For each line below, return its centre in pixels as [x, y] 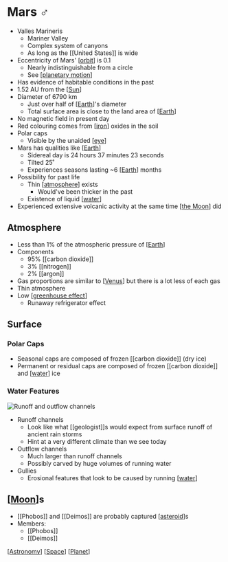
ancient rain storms [55, 434]
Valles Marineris [40, 31]
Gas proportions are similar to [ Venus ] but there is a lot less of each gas [119, 281]
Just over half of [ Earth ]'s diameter [77, 104]
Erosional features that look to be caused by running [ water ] [112, 477]
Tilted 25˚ [41, 162]
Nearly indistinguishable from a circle [80, 67]
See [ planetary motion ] [60, 75]
